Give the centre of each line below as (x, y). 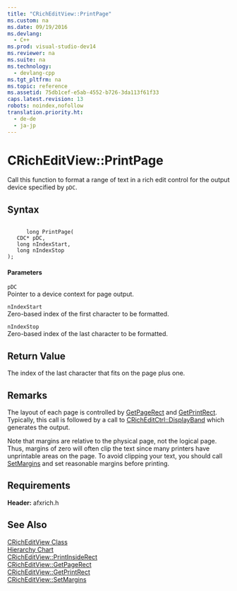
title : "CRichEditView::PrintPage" (60, 14)
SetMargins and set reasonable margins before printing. (89, 464)
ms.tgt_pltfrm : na (34, 79)
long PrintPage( (50, 232)
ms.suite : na (26, 60)
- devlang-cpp (34, 73)
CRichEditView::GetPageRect (49, 564)
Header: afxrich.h (33, 503)
